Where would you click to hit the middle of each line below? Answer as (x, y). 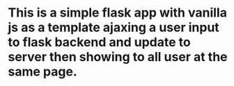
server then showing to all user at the (118, 57)
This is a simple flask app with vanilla (117, 13)
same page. (42, 72)
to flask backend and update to (99, 42)
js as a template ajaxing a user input (114, 27)
